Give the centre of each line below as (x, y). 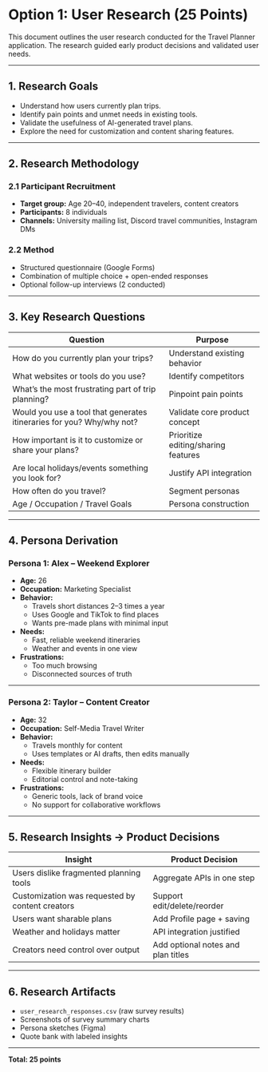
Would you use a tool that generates (80, 411)
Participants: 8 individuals (63, 212)
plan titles (171, 955)
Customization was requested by (74, 896)
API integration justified (197, 932)
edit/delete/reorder (188, 906)
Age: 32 (33, 720)
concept (184, 422)
